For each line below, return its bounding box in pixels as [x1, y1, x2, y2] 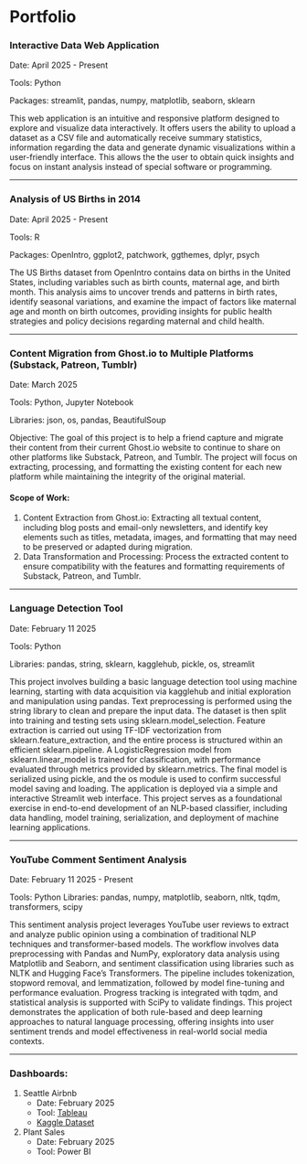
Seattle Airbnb [22, 1088, 78, 1099]
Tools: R [9, 231, 40, 242]
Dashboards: [9, 1067, 69, 1080]
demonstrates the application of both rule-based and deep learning [9, 1006, 263, 1017]
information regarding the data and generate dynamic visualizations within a [9, 142, 296, 153]
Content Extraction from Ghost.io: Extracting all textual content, [22, 512, 262, 523]
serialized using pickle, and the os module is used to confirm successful [9, 773, 281, 784]
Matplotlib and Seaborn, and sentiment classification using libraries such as [9, 957, 294, 968]
